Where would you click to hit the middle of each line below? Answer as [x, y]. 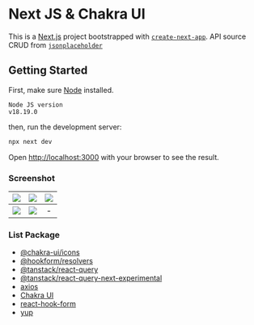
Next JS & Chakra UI [77, 14]
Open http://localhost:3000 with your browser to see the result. [114, 157]
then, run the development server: [65, 127]
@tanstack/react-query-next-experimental [91, 278]
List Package [34, 234]
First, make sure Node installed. [61, 90]
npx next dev [30, 141]
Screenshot [32, 178]
